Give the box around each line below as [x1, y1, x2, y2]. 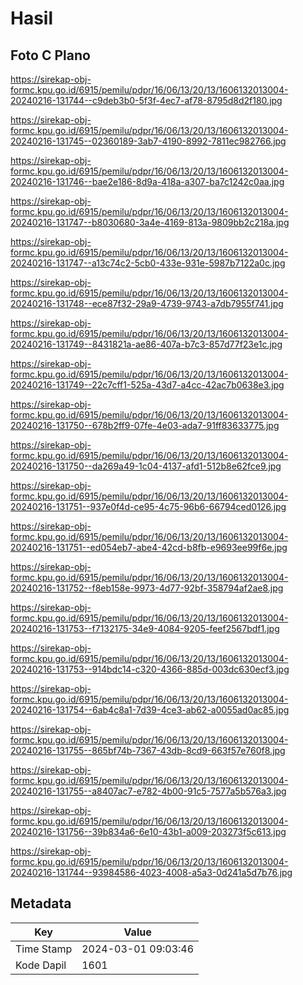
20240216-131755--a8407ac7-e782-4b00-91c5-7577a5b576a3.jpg [10, 785, 287, 797]
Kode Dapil [15, 958, 67, 972]
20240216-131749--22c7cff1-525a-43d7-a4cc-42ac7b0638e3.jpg [10, 379, 285, 391]
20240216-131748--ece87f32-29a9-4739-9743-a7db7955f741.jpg [10, 298, 284, 309]
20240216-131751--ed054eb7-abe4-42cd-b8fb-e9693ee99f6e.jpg [10, 542, 288, 553]
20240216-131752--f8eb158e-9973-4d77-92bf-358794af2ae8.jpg [10, 582, 284, 594]
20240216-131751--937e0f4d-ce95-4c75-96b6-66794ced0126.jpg [10, 501, 287, 512]
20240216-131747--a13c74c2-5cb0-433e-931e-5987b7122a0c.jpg [10, 257, 286, 269]
